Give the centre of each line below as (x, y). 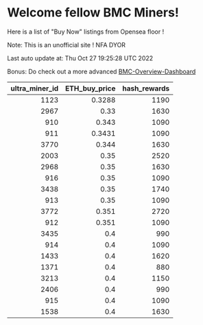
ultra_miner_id (35, 88)
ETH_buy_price (90, 88)
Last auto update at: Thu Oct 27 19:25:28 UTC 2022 (80, 58)
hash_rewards (146, 88)
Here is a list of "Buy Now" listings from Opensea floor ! (86, 32)
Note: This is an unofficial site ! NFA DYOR (66, 45)
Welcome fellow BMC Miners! (93, 13)
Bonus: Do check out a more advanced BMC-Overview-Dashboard (101, 71)
